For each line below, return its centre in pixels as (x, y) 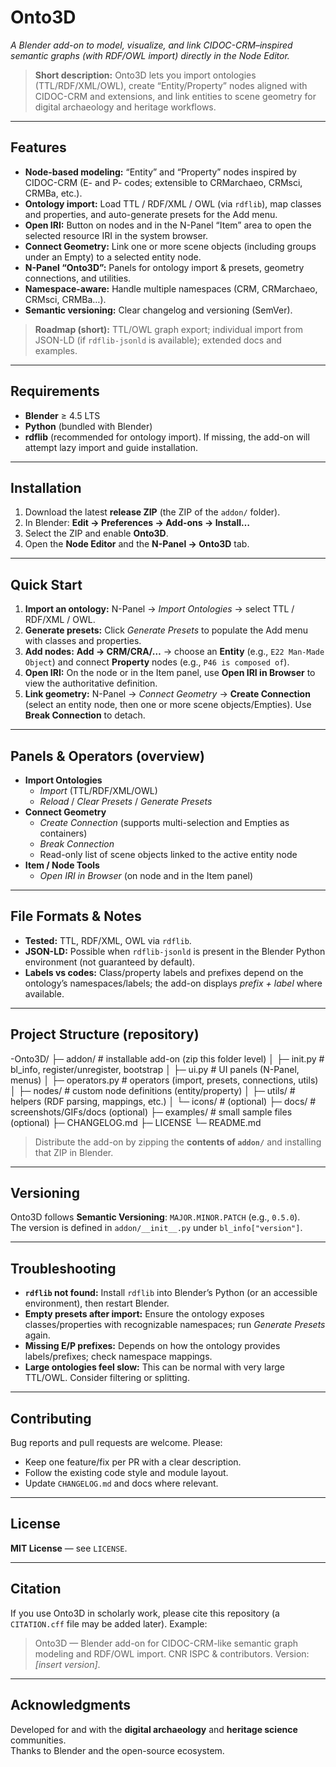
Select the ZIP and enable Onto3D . (96, 533)
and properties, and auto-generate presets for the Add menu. (151, 214)
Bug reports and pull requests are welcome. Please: (116, 1443)
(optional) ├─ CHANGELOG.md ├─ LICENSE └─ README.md (136, 1122)
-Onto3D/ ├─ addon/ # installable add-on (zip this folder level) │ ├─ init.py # (167, 1058)
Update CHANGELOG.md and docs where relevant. (121, 1483)
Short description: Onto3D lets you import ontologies (145, 75)
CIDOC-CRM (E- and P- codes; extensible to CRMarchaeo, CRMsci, (163, 182)
